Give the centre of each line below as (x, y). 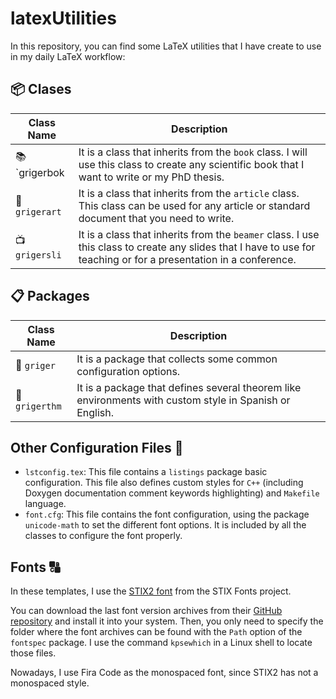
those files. (33, 653)
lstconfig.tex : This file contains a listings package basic (146, 472)
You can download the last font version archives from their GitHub (146, 611)
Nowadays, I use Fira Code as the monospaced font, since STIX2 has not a (164, 673)
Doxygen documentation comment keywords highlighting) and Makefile (172, 493)
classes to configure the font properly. (103, 536)
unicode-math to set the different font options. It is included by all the (165, 525)
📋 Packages (50, 296)
